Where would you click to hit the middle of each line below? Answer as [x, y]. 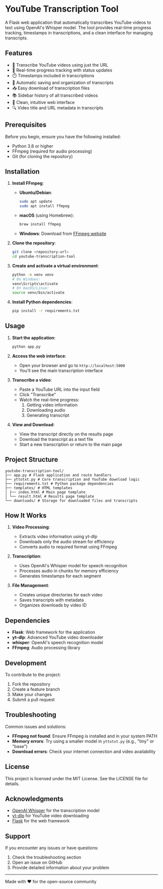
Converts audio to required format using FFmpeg [68, 547]
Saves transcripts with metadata [51, 600]
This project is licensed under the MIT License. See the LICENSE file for [77, 778]
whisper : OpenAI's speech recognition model [57, 643]
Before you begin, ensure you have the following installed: [63, 137]
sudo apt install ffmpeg [44, 206]
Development [26, 663]
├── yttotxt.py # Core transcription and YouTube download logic [72, 479]
